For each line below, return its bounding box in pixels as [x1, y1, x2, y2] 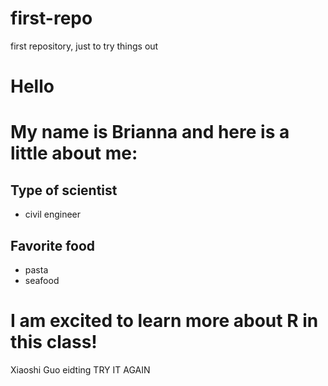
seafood [24, 274, 60, 286]
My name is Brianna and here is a [10, 121, 290, 144]
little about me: [10, 142, 138, 165]
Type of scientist [10, 182, 118, 199]
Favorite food [10, 237, 96, 254]
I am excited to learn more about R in [10, 310, 319, 332]
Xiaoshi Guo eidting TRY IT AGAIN [10, 363, 151, 376]
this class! [10, 331, 98, 354]
